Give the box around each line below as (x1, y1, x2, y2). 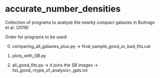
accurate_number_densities (5, 3, 121, 15)
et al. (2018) (5, 24, 29, 30)
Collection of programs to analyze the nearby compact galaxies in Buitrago (5, 19, 155, 25)
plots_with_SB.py (12, 52, 46, 59)
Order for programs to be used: (5, 34, 68, 40)
